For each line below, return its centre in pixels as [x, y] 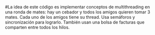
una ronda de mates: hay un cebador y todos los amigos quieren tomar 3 [77, 12]
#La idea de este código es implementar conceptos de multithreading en [77, 7]
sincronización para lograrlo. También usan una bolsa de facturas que [75, 22]
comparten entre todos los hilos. [37, 27]
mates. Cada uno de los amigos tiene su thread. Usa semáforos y [70, 17]
